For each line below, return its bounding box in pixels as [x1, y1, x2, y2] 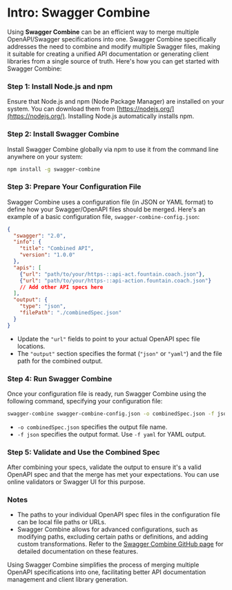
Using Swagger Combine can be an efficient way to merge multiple [7, 28, 200, 36]
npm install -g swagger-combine [7, 166, 100, 173]
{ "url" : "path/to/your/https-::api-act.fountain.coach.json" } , [19, 271, 206, 278]
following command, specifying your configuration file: [7, 397, 163, 405]
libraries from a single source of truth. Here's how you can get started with [7, 57, 220, 65]
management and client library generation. [7, 575, 128, 584]
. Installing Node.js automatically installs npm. [64, 112, 195, 120]
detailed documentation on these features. [17, 547, 139, 555]
